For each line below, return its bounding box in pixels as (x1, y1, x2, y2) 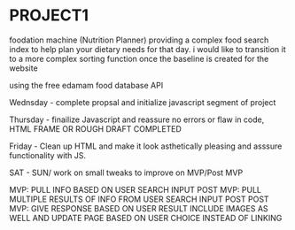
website (9, 63, 38, 73)
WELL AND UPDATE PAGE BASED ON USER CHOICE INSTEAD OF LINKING (9, 212, 283, 223)
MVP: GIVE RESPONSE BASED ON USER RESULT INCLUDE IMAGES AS (9, 203, 268, 213)
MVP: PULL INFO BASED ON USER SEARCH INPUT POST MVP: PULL (9, 184, 261, 195)
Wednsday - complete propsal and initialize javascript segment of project (9, 96, 276, 107)
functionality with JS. (9, 149, 87, 160)
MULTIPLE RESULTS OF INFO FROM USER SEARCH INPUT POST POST (9, 194, 269, 204)
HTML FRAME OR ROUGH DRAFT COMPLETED (9, 123, 182, 134)
